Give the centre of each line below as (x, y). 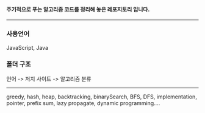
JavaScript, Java (27, 47)
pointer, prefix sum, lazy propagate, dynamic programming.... (83, 103)
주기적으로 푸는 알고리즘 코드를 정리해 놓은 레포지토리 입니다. (78, 9)
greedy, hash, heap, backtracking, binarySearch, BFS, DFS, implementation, (102, 97)
